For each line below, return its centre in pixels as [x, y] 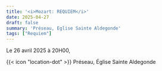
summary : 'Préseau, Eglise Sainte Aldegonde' [63, 28]
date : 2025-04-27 [28, 17]
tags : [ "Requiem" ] [29, 34]
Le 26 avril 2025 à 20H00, [38, 50]
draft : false [22, 22]
